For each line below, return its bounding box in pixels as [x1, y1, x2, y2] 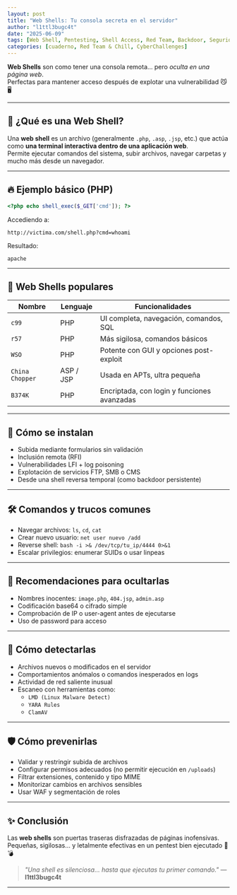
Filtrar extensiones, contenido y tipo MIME [17, 773, 141, 781]
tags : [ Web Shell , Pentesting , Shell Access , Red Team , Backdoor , [7, 37, 207, 44]
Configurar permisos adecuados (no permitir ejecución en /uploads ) [17, 765, 216, 774]
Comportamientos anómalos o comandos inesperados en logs [17, 669, 199, 679]
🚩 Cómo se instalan [7, 426, 94, 438]
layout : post [7, 10, 46, 18]
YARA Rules [28, 701, 61, 708]
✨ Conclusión [7, 814, 69, 827]
